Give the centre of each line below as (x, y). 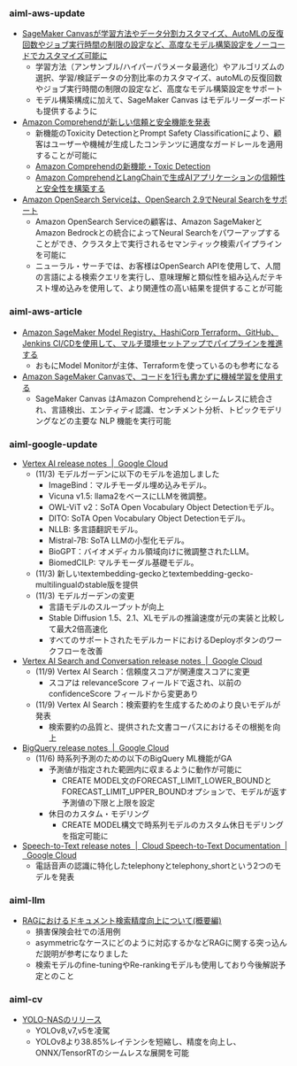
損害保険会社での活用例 (78, 931)
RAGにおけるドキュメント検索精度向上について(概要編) (122, 921)
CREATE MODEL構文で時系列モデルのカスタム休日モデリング (173, 824)
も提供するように (66, 111)
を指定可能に (85, 836)
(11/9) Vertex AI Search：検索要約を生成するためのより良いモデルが (158, 704)
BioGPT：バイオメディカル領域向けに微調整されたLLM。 (151, 551)
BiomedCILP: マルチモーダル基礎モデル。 (123, 562)
